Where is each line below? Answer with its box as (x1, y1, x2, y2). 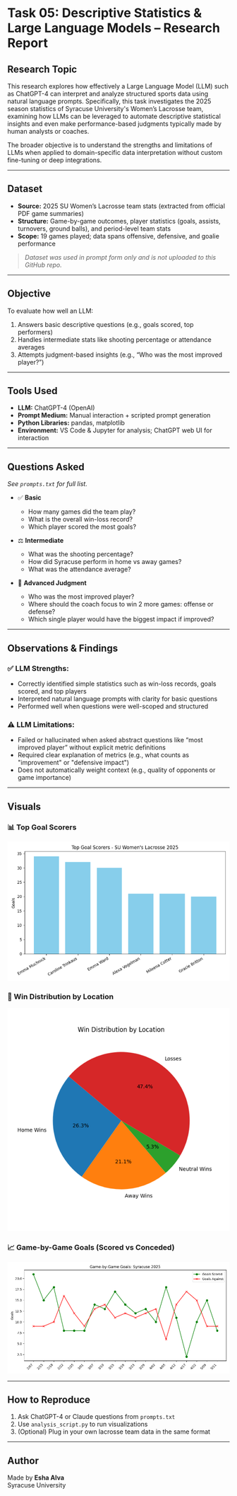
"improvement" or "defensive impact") (17, 759, 129, 767)
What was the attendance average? (28, 565, 132, 574)
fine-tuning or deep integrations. (7, 156, 102, 164)
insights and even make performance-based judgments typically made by (7, 120, 222, 128)
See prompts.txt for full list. (7, 480, 88, 488)
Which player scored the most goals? (28, 522, 136, 531)
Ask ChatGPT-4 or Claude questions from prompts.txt (17, 1412, 176, 1421)
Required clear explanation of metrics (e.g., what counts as (17, 751, 189, 759)
